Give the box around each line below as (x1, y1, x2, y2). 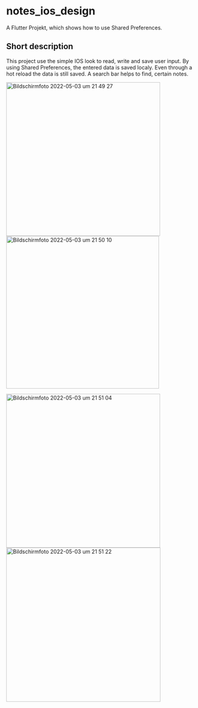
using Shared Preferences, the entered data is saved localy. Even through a (6, 64, 193, 71)
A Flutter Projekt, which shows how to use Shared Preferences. (6, 24, 163, 31)
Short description (6, 41, 74, 52)
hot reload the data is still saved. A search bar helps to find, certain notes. (6, 70, 189, 77)
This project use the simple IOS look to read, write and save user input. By (6, 57, 189, 64)
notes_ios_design (6, 4, 96, 18)
